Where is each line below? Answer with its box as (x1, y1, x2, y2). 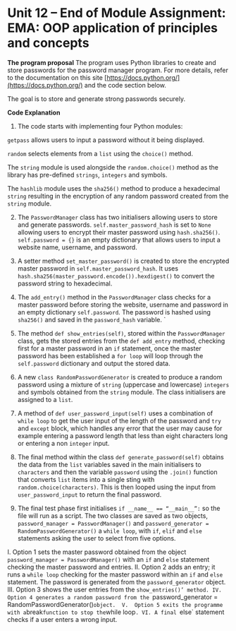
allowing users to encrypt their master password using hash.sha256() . (17, 228, 221, 236)
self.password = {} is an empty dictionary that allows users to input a (17, 235, 221, 244)
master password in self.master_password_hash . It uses (17, 264, 178, 273)
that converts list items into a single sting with (17, 475, 155, 483)
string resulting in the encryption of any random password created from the (7, 191, 229, 200)
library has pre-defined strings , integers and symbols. (7, 170, 168, 179)
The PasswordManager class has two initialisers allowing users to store (17, 213, 218, 221)
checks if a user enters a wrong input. (7, 615, 118, 623)
